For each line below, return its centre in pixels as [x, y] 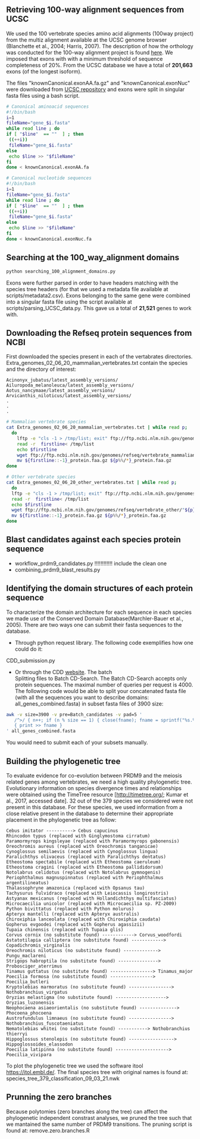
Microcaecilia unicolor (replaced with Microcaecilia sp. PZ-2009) [92, 904]
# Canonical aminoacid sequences [48, 107]
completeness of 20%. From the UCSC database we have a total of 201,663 [100, 65]
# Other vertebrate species [41, 477]
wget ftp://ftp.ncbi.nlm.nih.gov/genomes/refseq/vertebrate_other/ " [98, 510]
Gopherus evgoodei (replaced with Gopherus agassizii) [76, 925]
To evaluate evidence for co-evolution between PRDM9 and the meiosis [94, 776]
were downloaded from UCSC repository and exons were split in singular [96, 89]
